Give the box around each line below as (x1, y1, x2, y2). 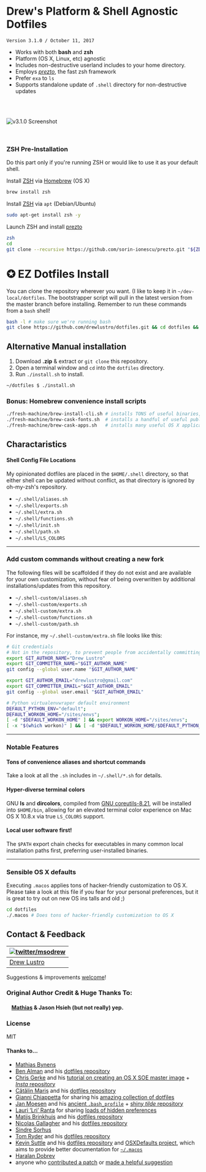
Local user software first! (6, 826, 72, 834)
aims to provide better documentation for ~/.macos (15, 1145, 143, 1153)
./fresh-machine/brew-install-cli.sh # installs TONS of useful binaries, (6, 411, 202, 417)
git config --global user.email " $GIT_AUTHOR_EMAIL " (6, 688, 144, 695)
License (6, 1019, 31, 1027)
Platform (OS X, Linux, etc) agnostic (15, 55, 106, 62)
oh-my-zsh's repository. (6, 483, 67, 490)
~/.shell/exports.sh (15, 503, 68, 509)
